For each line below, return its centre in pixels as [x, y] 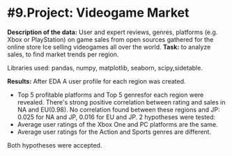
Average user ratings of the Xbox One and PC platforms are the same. [117, 124]
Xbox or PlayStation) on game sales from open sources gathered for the [110, 39]
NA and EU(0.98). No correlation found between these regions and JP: [118, 109]
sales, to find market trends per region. [63, 54]
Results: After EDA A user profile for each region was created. [96, 81]
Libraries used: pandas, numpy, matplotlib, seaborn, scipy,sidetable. [105, 68]
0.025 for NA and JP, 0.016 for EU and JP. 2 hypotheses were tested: [116, 117]
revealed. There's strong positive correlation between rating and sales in [121, 102]
